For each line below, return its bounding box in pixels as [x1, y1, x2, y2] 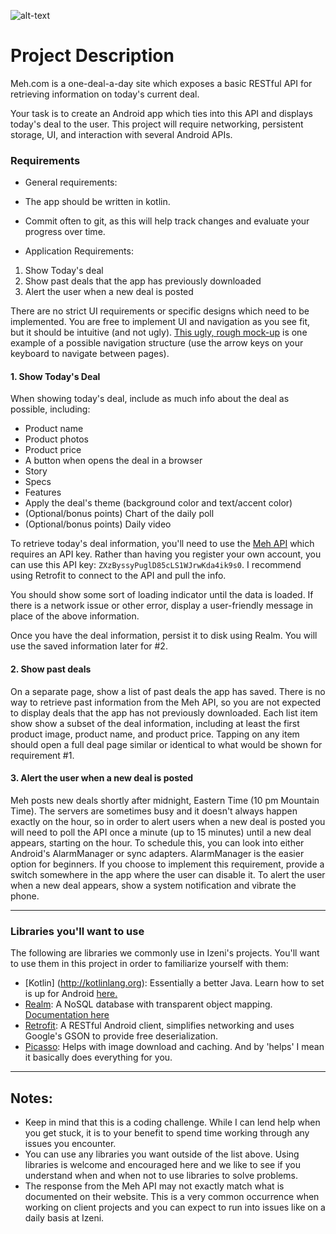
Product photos [24, 433, 90, 445]
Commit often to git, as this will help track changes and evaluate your [24, 215, 310, 227]
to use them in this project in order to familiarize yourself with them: [10, 958, 289, 970]
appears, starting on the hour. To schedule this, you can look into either [10, 836, 305, 849]
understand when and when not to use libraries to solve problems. [24, 1169, 298, 1181]
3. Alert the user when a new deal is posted [10, 772, 194, 784]
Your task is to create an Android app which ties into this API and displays [10, 107, 313, 119]
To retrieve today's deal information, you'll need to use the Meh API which [10, 538, 315, 550]
